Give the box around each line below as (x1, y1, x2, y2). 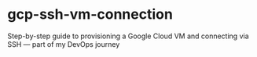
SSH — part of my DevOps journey (7, 39, 120, 48)
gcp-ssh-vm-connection (7, 5, 174, 23)
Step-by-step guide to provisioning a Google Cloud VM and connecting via (7, 31, 249, 41)
